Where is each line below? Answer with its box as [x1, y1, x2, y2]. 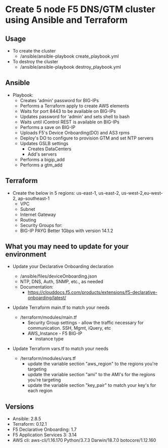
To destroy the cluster [12, 59, 59, 64]
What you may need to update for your [5, 242, 129, 251]
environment [5, 250, 46, 259]
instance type [35, 336, 64, 342]
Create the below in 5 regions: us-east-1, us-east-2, [12, 190, 121, 196]
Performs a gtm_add [20, 162, 63, 168]
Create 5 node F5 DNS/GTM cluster [5, 4, 155, 15]
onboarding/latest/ [27, 295, 67, 301]
